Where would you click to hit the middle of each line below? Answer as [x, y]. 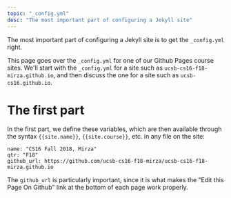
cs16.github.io [29, 83]
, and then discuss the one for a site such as [116, 75]
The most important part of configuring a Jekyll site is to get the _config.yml [116, 39]
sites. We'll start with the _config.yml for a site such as [85, 68]
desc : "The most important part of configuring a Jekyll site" [100, 20]
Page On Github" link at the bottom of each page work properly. [98, 188]
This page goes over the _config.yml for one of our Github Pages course [110, 60]
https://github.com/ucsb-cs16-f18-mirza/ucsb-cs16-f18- [126, 161]
